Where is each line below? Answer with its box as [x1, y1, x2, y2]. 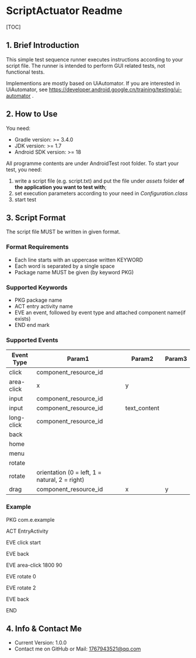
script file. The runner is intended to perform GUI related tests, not [6, 62, 165, 69]
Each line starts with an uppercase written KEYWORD [14, 256, 143, 263]
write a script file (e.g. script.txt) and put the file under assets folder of [14, 177, 185, 184]
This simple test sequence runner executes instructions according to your [6, 56, 184, 63]
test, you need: [6, 166, 42, 173]
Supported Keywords [6, 283, 68, 291]
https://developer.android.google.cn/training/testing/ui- [48, 86, 182, 93]
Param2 [131, 355, 153, 363]
